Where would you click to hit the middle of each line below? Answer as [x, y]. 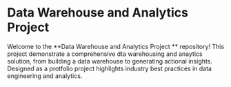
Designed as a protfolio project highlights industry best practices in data [110, 68]
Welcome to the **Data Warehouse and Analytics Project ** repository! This [116, 46]
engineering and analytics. [45, 76]
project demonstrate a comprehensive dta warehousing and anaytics [105, 54]
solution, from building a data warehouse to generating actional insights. [110, 61]
